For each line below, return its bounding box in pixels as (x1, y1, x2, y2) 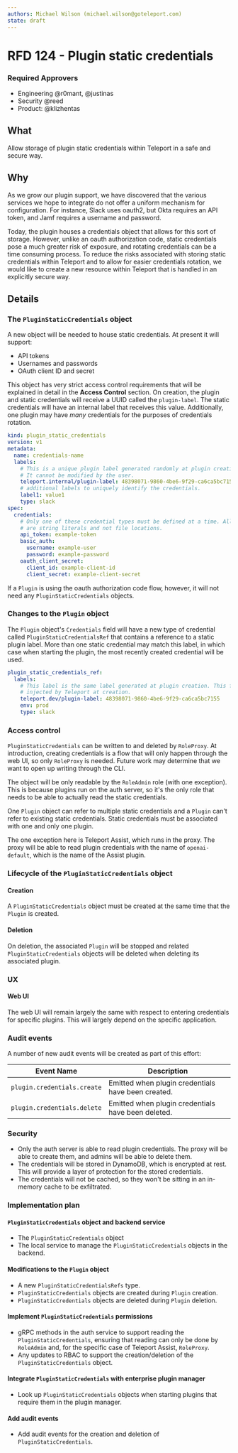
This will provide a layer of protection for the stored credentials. (17, 1167, 203, 1176)
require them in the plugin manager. (17, 1398, 123, 1407)
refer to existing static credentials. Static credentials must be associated (7, 814, 218, 823)
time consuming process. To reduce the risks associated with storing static (7, 249, 227, 258)
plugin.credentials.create (11, 1084, 102, 1091)
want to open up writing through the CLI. (7, 765, 126, 773)
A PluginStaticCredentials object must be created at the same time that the (7, 902, 230, 910)
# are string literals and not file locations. (20, 524, 163, 531)
